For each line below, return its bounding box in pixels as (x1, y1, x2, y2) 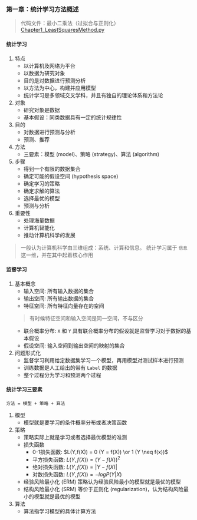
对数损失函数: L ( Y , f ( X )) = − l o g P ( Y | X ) (32, 471, 122, 478)
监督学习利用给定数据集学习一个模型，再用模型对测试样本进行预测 (23, 356, 184, 363)
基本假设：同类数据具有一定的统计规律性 (23, 114, 122, 121)
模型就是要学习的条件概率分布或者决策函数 (23, 419, 127, 426)
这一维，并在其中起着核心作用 (20, 251, 93, 259)
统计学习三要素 (6, 386, 42, 393)
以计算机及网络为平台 (23, 62, 75, 69)
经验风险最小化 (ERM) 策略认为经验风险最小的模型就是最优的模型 (23, 478, 181, 485)
